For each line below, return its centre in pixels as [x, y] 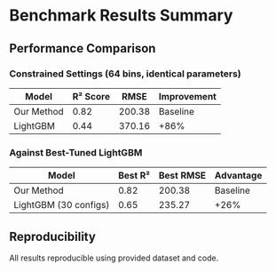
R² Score [91, 96]
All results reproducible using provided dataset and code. [114, 258]
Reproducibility [52, 236]
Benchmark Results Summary [121, 16]
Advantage [238, 176]
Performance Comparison [83, 48]
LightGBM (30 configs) [62, 205]
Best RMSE [182, 176]
